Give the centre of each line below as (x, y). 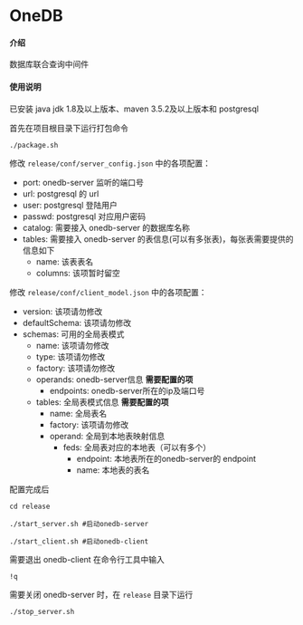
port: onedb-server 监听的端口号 (83, 182)
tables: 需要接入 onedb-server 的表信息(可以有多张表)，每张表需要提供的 (158, 239)
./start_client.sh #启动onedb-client (79, 541)
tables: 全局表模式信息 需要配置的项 (102, 402)
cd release (30, 506)
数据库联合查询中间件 (49, 64)
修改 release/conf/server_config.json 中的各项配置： (110, 163)
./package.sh (34, 145)
